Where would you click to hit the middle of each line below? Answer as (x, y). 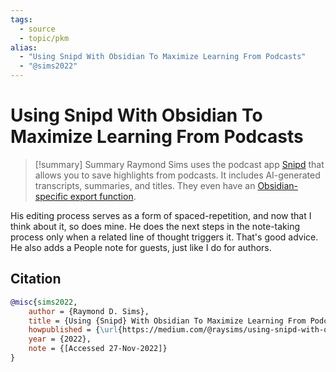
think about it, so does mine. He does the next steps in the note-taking (155, 226)
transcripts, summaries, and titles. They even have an (145, 185)
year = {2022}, (60, 339)
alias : (24, 47)
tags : (21, 19)
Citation (36, 279)
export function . (103, 196)
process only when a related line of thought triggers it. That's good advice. (164, 237)
